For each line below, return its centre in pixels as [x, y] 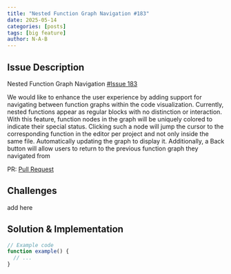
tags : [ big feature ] [37, 33]
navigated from [29, 155]
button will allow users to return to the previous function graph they [103, 148]
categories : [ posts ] [37, 26]
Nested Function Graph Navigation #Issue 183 [72, 84]
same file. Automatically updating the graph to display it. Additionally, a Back [116, 141]
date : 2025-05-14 [32, 20]
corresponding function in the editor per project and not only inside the [108, 134]
